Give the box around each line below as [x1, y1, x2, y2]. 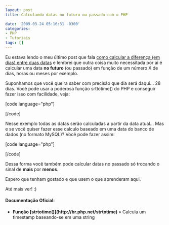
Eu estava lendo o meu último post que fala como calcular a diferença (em [5, 54, 160, 60]
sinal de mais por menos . [5, 166, 59, 172]
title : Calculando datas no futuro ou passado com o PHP [5, 12, 128, 17]
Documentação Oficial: [5, 198, 55, 204]
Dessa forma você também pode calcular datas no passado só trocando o [5, 160, 160, 167]
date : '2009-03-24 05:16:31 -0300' [5, 21, 80, 26]
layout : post [5, 7, 33, 13]
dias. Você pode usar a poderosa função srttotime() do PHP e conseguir [5, 85, 156, 91]
